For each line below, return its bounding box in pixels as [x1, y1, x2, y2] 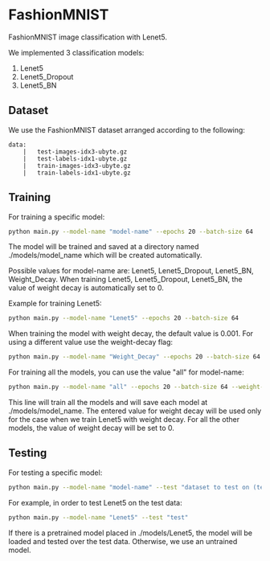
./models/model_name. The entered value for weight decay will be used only [8, 406, 262, 416]
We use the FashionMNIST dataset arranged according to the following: [8, 125, 245, 134]
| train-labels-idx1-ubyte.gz [22, 169, 131, 177]
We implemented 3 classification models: [8, 47, 145, 57]
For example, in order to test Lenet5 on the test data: [8, 498, 182, 507]
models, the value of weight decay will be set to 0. [8, 424, 175, 433]
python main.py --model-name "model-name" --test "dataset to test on [8, 483, 250, 491]
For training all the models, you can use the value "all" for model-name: [8, 367, 244, 377]
